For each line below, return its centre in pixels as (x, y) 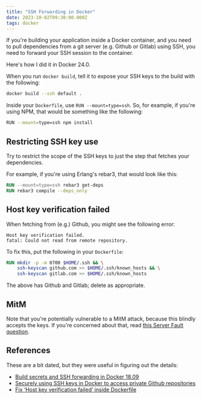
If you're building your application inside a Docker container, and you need (99, 40)
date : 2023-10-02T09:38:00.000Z (47, 17)
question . (18, 331)
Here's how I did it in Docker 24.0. (48, 64)
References (28, 350)
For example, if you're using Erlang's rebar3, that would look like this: (92, 174)
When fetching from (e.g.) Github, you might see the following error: (91, 224)
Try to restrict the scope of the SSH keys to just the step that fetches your (98, 156)
